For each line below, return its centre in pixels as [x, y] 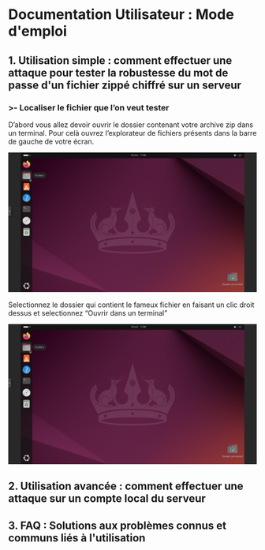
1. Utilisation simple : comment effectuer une [120, 60]
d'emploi [37, 31]
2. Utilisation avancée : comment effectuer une [126, 486]
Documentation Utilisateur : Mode [121, 15]
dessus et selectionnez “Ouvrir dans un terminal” [88, 313]
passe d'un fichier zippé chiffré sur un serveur [125, 85]
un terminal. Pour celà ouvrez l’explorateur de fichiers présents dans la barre [132, 133]
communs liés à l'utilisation [77, 538]
